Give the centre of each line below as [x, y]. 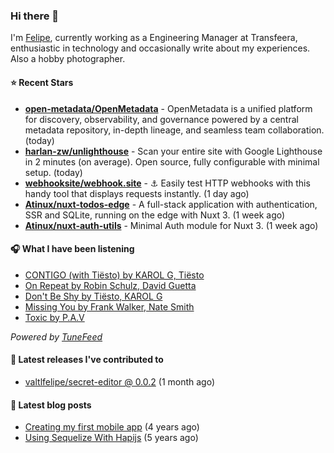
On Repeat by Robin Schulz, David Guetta [110, 285]
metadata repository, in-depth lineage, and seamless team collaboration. [174, 130]
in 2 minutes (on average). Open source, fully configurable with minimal [172, 161]
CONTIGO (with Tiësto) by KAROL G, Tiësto [114, 275]
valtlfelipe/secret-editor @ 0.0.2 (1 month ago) [120, 381]
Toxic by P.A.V [54, 317]
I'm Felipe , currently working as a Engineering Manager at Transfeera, [154, 38]
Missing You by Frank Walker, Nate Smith [109, 306]
